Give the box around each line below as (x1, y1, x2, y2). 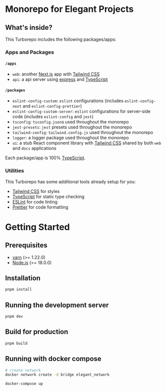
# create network (5, 368, 41, 373)
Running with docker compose (5, 355, 102, 363)
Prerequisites (5, 241, 48, 250)
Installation (5, 274, 41, 282)
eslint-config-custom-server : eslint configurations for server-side (12, 108, 151, 115)
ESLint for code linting (12, 198, 58, 204)
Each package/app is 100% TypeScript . (5, 155, 86, 161)
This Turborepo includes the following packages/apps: (5, 36, 116, 42)
